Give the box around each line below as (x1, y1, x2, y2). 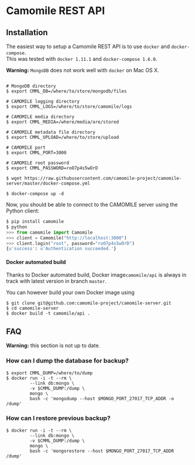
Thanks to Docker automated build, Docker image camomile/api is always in (6, 271, 187, 279)
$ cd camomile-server (6, 306, 59, 312)
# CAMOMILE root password (6, 160, 69, 166)
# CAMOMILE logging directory (6, 98, 80, 104)
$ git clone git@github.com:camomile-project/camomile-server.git (6, 300, 172, 306)
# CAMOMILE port (6, 145, 46, 151)
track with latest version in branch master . (6, 278, 107, 285)
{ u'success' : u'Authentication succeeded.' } (6, 246, 117, 252)
